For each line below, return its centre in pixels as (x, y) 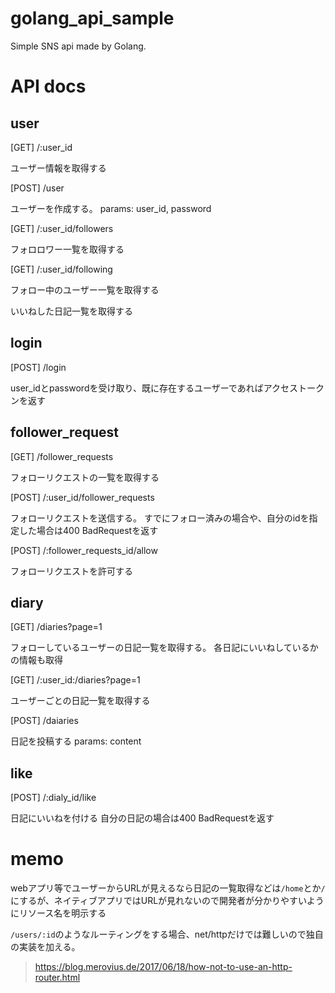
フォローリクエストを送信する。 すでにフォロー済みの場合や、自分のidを (160, 518)
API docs (48, 86)
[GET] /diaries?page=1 (56, 627)
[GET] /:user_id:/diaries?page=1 (75, 680)
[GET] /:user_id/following (61, 269)
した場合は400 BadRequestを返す (88, 530)
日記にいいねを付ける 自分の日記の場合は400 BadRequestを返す (142, 818)
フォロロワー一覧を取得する (67, 249)
